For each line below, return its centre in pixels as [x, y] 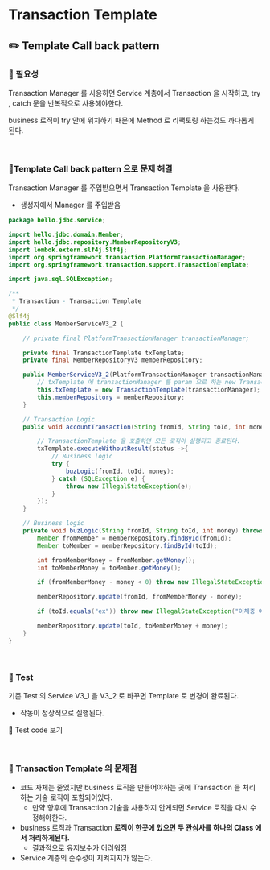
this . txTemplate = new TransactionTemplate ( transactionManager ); [149, 390]
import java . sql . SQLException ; [61, 280]
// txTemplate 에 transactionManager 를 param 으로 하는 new [137, 383]
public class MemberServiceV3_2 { [66, 324]
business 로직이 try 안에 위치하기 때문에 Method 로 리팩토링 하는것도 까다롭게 [131, 120]
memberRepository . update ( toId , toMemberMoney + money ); [133, 626]
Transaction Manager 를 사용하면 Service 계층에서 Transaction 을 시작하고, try [135, 93]
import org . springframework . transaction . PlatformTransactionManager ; [127, 257]
